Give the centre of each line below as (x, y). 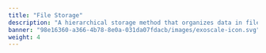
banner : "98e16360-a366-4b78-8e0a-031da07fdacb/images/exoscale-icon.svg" (134, 30)
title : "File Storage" (46, 15)
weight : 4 (25, 37)
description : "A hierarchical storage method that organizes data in (125, 23)
